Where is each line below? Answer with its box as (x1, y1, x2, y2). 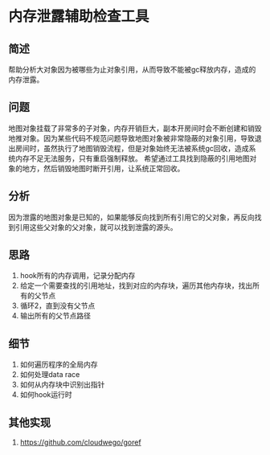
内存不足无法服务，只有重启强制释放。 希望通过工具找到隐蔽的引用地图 (14, 154, 250, 163)
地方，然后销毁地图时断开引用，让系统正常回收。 (22, 163, 185, 173)
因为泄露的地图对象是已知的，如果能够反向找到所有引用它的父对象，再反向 (8, 212, 255, 222)
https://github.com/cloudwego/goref (19, 437, 142, 447)
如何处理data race (19, 370, 80, 379)
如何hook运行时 (19, 390, 72, 400)
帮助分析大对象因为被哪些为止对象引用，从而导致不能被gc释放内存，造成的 (8, 65, 256, 74)
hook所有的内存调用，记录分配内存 (19, 271, 136, 281)
